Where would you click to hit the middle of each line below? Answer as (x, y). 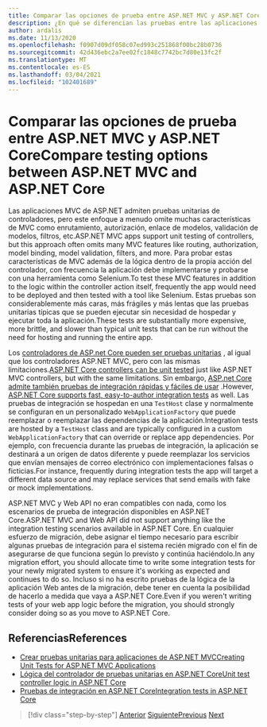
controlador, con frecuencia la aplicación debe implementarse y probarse (128, 270)
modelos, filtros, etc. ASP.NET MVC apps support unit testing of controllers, (131, 236)
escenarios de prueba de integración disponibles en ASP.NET (109, 512)
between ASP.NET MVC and (103, 172)
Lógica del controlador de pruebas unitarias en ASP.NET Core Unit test (135, 674)
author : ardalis (35, 30)
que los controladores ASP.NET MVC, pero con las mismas (104, 362)
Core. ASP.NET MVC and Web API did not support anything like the (117, 520)
